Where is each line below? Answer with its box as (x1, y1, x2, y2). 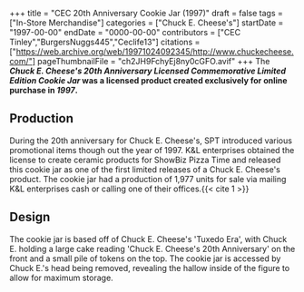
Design (9, 209, 51, 225)
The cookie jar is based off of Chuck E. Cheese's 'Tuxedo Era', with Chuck (9, 233, 288, 244)
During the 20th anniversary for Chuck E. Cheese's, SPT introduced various (9, 135, 293, 146)
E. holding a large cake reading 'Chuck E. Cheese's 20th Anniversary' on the (9, 243, 296, 254)
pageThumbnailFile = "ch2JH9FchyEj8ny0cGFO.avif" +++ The (37, 56, 270, 66)
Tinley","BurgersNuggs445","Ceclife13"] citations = (9, 36, 201, 47)
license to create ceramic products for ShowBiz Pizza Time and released (9, 154, 281, 165)
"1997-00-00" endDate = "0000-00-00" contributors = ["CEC (9, 27, 241, 37)
